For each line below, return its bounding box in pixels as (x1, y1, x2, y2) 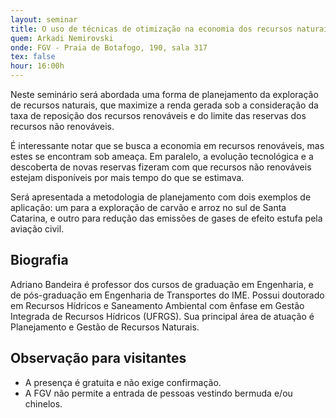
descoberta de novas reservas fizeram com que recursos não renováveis (10, 161, 312, 173)
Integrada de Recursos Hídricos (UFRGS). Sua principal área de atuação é (10, 310, 315, 322)
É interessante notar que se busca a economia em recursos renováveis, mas (10, 140, 325, 151)
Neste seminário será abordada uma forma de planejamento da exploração (10, 89, 319, 100)
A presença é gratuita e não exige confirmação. (24, 376, 222, 388)
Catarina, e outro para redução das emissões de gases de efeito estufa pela (10, 212, 323, 224)
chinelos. (24, 397, 63, 410)
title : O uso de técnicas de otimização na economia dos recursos (10, 24, 293, 34)
